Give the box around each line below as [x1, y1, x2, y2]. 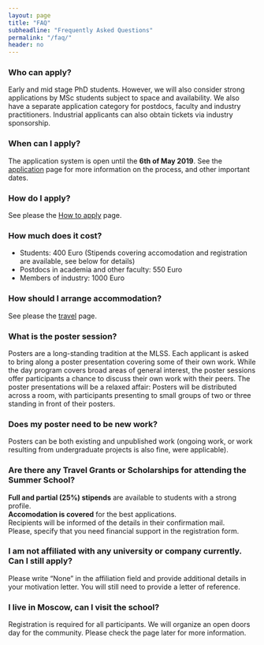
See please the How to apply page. [8, 211, 122, 220]
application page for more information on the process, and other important [8, 164, 251, 174]
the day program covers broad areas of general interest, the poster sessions [8, 365, 256, 375]
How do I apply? [8, 193, 71, 204]
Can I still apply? [8, 556, 73, 567]
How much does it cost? [8, 230, 102, 241]
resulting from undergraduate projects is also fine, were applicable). [8, 445, 229, 455]
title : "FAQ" [8, 19, 51, 27]
